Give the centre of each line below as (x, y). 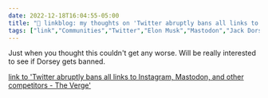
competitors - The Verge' (50, 85)
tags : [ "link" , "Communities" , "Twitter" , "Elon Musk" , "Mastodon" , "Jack (126, 30)
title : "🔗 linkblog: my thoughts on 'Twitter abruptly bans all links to (134, 23)
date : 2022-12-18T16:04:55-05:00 (64, 16)
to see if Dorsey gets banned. (57, 61)
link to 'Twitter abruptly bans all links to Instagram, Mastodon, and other (126, 77)
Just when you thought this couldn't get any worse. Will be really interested (132, 53)
